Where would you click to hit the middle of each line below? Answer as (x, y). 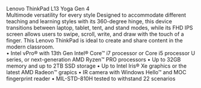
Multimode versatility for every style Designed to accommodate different (96, 15)
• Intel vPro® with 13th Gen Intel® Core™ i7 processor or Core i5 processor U (101, 53)
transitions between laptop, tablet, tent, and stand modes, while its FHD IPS (100, 28)
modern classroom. (30, 47)
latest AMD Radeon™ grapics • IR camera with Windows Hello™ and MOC (96, 72)
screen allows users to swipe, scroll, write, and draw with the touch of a (95, 34)
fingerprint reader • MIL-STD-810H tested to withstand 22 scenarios (91, 78)
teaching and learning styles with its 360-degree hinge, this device (89, 21)
